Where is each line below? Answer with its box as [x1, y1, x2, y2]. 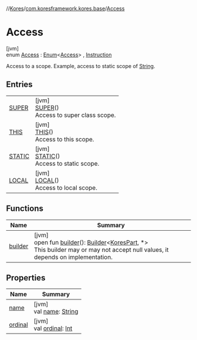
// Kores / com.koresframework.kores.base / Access [6, 5, 125, 12]
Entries [6, 79, 33, 90]
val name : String [33, 308, 79, 316]
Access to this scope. [35, 135, 94, 143]
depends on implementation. [34, 253, 113, 261]
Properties [6, 272, 46, 282]
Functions [6, 204, 44, 214]
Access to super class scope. [35, 111, 116, 119]
